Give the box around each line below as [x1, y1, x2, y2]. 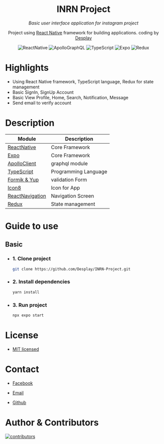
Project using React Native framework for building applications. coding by [8, 29, 159, 35]
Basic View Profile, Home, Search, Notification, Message [12, 94, 129, 100]
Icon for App [51, 184, 81, 191]
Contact [5, 364, 39, 375]
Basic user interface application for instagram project [28, 20, 139, 26]
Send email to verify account [12, 100, 72, 106]
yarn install [12, 289, 40, 295]
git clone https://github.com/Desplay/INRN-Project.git [12, 266, 131, 271]
